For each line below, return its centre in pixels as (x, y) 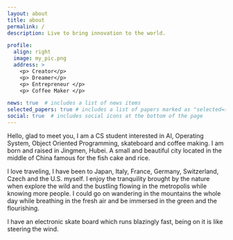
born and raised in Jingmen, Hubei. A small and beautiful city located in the (114, 151)
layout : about (28, 14)
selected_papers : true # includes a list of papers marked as (99, 110)
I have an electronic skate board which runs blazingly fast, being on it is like (115, 221)
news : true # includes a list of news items (74, 103)
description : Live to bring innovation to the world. (87, 33)
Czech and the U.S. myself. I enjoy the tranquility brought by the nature (109, 178)
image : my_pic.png (40, 59)
